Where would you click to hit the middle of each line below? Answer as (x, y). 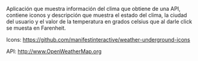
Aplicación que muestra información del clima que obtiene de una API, (93, 9)
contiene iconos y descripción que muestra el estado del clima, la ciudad (97, 15)
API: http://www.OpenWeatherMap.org (54, 51)
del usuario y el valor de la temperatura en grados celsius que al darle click (99, 21)
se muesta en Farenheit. (36, 28)
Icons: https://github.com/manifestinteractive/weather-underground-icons (98, 40)
